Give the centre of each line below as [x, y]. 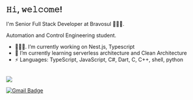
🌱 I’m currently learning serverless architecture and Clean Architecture [101, 53]
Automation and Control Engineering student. [61, 35]
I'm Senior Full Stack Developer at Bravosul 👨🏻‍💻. [65, 24]
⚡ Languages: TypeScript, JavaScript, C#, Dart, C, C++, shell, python [99, 59]
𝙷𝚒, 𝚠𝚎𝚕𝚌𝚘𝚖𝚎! [34, 10]
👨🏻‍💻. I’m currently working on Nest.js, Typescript [75, 46]
